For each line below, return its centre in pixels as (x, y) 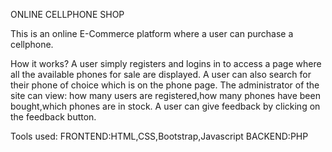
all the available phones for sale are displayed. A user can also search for (161, 74)
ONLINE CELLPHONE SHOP (67, 14)
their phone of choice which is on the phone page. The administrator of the (165, 85)
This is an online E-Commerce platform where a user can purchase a (152, 33)
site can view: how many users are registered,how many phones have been (165, 95)
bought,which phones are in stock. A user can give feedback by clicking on (165, 106)
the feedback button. (53, 117)
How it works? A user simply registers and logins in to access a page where (166, 63)
